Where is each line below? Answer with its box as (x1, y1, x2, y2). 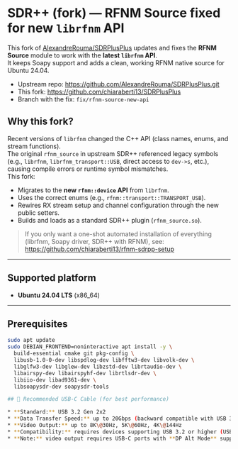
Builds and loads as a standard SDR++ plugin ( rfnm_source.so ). (17, 216, 202, 224)
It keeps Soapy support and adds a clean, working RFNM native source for (7, 58, 225, 67)
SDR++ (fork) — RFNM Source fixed (7, 5, 221, 21)
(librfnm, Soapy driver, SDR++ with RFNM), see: (24, 237, 164, 245)
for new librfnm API (7, 20, 125, 36)
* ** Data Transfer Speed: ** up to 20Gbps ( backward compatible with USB (7, 415, 227, 423)
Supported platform (7, 272, 97, 284)
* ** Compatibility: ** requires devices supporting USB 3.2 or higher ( (7, 428, 223, 436)
